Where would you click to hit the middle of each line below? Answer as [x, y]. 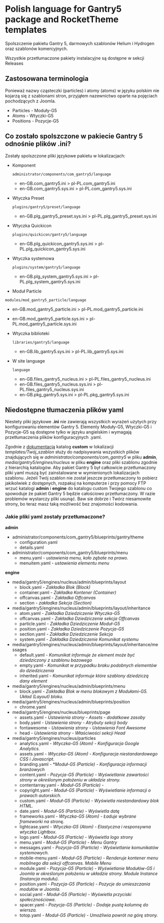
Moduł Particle [27, 291]
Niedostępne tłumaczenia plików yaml [64, 410]
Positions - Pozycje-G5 [35, 121]
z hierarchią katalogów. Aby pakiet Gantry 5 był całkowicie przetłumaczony [81, 468]
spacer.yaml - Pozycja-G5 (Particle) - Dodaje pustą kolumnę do [84, 904]
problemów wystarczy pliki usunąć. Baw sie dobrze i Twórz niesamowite [78, 499]
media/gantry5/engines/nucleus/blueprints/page [61, 712]
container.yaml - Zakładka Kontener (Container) [68, 592]
